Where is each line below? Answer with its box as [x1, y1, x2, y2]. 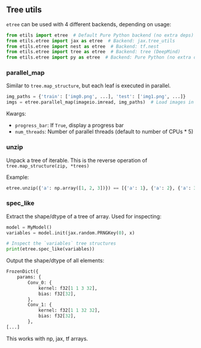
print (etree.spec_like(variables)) [6, 246, 95, 252]
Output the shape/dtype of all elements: [6, 257, 105, 264]
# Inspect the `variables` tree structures [6, 240, 117, 247]
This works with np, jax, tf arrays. [6, 335, 89, 342]
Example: [6, 173, 29, 181]
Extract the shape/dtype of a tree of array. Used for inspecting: [6, 212, 162, 220]
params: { [17, 274, 42, 280]
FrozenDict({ [6, 268, 39, 274]
